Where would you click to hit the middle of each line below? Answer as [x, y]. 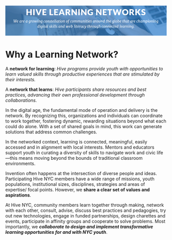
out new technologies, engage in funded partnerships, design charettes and [85, 215]
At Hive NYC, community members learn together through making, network [85, 205]
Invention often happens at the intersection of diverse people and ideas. [81, 173]
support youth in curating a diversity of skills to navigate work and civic [81, 152]
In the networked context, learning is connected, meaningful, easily [76, 141]
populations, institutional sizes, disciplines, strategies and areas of [75, 184]
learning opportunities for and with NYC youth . [56, 232]
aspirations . [18, 195]
